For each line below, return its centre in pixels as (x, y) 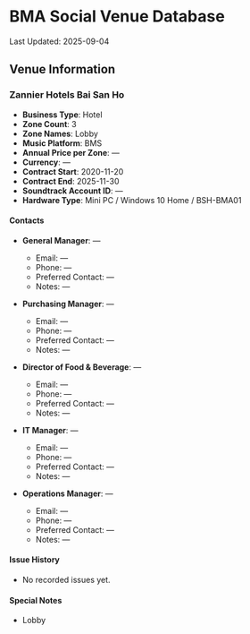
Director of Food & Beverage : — (82, 367)
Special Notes (36, 600)
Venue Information (62, 69)
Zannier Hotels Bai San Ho (67, 95)
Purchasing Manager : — (68, 304)
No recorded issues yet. (66, 580)
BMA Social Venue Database (117, 17)
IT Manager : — (50, 430)
